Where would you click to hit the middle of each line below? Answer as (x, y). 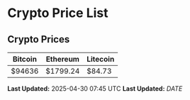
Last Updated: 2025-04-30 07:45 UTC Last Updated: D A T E (95, 89)
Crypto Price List (58, 13)
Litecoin (100, 59)
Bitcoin (25, 59)
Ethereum (63, 59)
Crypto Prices (39, 39)
